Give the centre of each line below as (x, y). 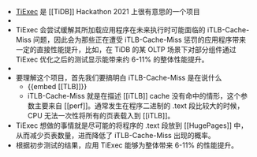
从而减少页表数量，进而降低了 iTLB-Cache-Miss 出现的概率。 (115, 135)
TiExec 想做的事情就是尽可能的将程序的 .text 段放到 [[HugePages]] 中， (132, 125)
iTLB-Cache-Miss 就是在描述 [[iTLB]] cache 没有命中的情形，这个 (134, 96)
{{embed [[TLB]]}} (57, 86)
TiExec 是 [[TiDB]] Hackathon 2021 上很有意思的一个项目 (108, 11)
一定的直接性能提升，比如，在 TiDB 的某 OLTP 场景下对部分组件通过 (126, 49)
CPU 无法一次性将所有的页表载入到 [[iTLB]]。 (101, 116)
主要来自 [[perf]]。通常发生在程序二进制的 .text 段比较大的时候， (139, 106)
